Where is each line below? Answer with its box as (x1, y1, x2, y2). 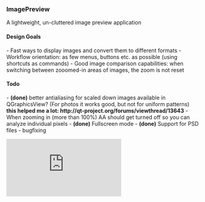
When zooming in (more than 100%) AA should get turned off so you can (6, 113, 190, 121)
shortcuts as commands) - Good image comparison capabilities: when (6, 60, 184, 67)
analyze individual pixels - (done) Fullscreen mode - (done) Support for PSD (6, 120, 199, 127)
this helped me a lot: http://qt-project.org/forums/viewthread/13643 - (6, 107, 188, 114)
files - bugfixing (6, 126, 47, 134)
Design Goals (6, 33, 41, 40)
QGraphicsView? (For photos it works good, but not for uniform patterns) (6, 100, 190, 107)
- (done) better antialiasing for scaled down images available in (6, 94, 166, 101)
